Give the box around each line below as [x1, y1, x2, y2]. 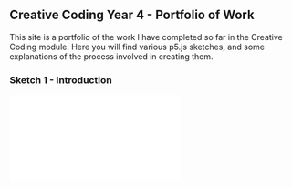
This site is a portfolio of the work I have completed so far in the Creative [9, 31, 283, 42]
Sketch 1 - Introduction [9, 73, 112, 86]
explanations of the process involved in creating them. [9, 50, 214, 62]
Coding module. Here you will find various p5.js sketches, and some [9, 41, 265, 52]
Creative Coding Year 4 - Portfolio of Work [9, 7, 255, 23]
